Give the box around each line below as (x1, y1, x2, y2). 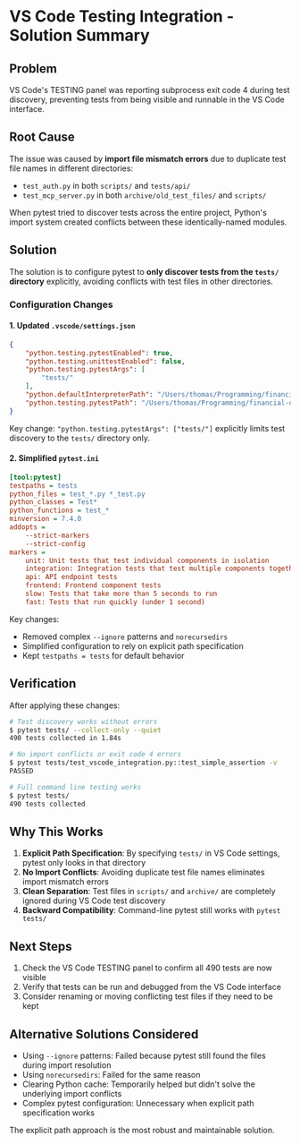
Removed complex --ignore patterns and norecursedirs (21, 631, 229, 642)
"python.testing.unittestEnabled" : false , (25, 356, 186, 366)
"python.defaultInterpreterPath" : (25, 390, 154, 399)
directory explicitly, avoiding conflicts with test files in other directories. (9, 276, 274, 286)
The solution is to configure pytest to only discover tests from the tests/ (9, 266, 279, 277)
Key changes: (9, 613, 60, 624)
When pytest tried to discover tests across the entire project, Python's (9, 207, 268, 218)
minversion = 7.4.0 (9, 515, 82, 524)
